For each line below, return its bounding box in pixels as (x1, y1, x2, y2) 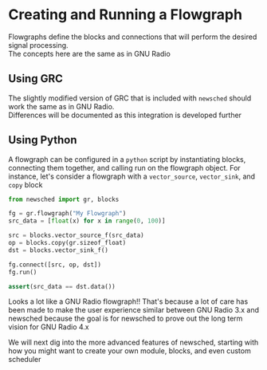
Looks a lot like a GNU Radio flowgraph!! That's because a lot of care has (8, 297, 249, 306)
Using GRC (8, 72, 64, 85)
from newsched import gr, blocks (8, 195, 120, 203)
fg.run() (8, 268, 37, 276)
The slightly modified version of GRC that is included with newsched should (8, 93, 252, 103)
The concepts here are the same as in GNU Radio (8, 49, 171, 58)
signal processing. (8, 40, 69, 49)
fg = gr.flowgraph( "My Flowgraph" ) (8, 210, 127, 218)
